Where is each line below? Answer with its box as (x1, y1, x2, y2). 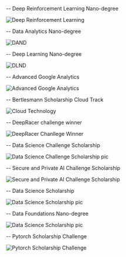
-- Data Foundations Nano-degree (6, 210, 89, 217)
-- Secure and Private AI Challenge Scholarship (6, 165, 121, 171)
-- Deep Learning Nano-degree (6, 51, 82, 58)
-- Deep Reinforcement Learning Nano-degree (6, 5, 119, 12)
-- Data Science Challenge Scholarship (6, 142, 101, 149)
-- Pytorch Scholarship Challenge (6, 233, 87, 240)
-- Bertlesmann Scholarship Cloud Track (6, 96, 104, 103)
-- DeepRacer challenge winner (6, 119, 82, 126)
